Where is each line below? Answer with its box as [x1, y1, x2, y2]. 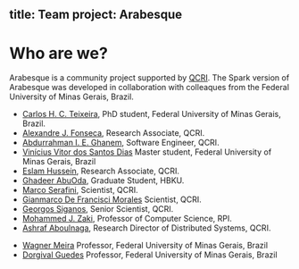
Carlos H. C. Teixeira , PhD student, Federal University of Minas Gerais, [21, 109, 281, 120]
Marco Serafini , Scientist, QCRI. [21, 185, 138, 196]
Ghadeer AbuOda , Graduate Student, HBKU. [21, 175, 185, 186]
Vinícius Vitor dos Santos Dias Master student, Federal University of [21, 147, 272, 157]
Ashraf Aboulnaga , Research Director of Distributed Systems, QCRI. [21, 223, 271, 233]
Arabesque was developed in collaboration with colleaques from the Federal [9, 82, 290, 93]
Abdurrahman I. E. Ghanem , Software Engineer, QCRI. [21, 138, 220, 148]
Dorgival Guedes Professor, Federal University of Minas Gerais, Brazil [21, 249, 278, 260]
